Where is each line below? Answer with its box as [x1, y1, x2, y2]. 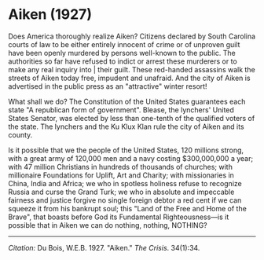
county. [8, 130, 33, 139]
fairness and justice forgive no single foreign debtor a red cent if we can [8, 195, 242, 205]
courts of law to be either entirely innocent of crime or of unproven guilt [8, 39, 240, 49]
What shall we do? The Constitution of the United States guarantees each [8, 97, 246, 106]
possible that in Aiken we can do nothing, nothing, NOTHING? [8, 220, 207, 229]
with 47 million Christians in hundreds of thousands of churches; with [8, 162, 233, 171]
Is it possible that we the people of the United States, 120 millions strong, [8, 145, 244, 155]
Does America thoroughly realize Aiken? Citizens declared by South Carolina [8, 31, 256, 41]
